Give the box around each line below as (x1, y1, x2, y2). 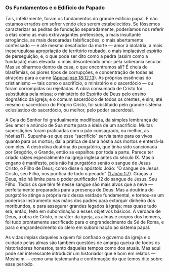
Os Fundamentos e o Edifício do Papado (5, 4, 105, 11)
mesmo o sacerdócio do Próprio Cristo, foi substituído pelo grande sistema (5, 102, 162, 108)
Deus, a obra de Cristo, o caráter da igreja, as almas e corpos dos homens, (5, 214, 161, 220)
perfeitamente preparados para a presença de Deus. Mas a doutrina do (5, 187, 154, 193)
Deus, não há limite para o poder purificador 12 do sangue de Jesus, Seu (5, 176, 157, 182)
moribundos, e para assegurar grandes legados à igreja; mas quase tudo (5, 203, 157, 209)
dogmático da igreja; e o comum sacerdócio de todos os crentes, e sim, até (5, 96, 163, 102)
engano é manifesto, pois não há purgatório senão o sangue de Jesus (5, 160, 151, 166)
